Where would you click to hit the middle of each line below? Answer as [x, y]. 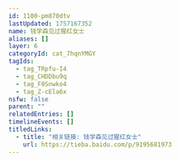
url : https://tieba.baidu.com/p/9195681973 [98, 144]
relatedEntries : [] [41, 115]
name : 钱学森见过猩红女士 [47, 31]
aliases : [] [28, 39]
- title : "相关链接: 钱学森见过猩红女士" [79, 137]
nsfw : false [28, 99]
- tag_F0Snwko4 [41, 84]
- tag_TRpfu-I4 [41, 69]
